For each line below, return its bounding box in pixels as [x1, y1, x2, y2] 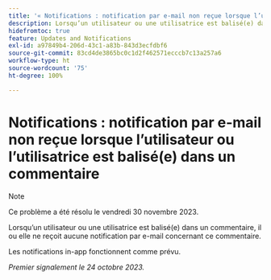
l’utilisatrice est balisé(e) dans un [8, 147, 236, 166]
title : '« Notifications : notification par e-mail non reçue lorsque [8, 11, 251, 20]
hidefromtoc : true [8, 27, 70, 35]
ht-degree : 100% [8, 72, 63, 80]
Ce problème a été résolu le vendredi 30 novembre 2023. [8, 207, 199, 216]
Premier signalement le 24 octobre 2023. [8, 262, 145, 272]
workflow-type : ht [8, 57, 70, 65]
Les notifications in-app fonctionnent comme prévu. [8, 246, 181, 256]
